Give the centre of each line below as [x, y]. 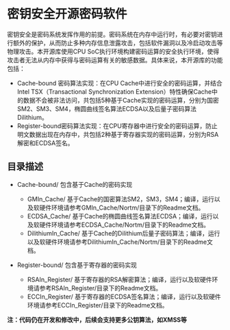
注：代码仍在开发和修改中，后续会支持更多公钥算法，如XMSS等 [97, 320]
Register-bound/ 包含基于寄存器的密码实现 [77, 265]
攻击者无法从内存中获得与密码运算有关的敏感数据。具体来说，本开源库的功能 [115, 60]
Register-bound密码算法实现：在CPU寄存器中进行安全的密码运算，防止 [117, 126]
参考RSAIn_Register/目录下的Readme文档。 [101, 288]
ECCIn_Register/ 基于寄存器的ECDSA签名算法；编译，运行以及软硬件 [124, 296]
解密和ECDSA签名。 [45, 143]
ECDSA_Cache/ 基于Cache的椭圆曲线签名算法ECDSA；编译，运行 [120, 216]
